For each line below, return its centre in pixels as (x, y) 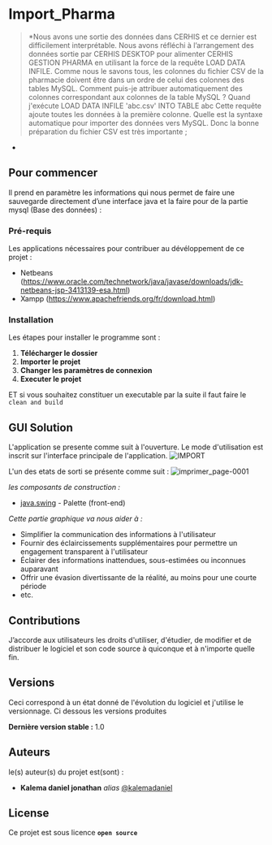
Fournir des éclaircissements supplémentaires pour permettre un (129, 543)
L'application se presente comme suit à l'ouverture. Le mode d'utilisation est (136, 447)
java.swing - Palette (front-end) (73, 503)
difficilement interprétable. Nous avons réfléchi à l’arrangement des (141, 45)
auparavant (39, 569)
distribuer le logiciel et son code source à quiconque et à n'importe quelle (132, 648)
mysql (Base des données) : (55, 210)
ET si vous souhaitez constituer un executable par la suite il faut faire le (127, 395)
